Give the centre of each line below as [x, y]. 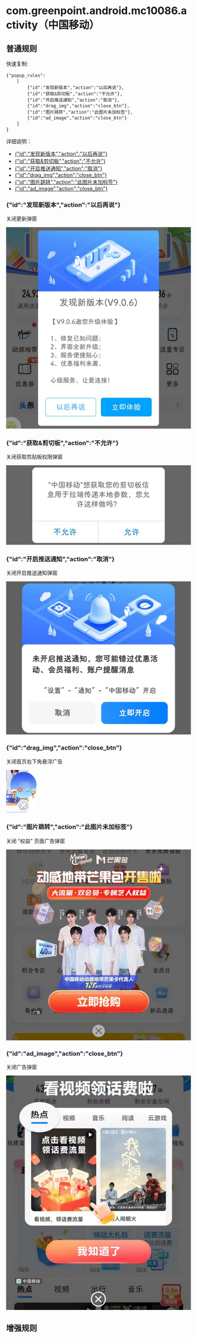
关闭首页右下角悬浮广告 [34, 761]
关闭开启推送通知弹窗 [32, 573]
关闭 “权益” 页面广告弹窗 [36, 841]
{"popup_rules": [26, 76]
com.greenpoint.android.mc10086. [94, 11]
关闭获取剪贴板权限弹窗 [34, 457]
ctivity [22, 25]
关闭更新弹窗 [21, 219]
